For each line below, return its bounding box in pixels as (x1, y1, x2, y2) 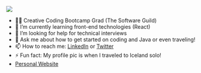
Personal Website (14, 60, 59, 67)
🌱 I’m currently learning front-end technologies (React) (14, 23, 151, 30)
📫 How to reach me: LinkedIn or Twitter (14, 42, 114, 50)
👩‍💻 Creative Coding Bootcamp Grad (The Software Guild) (14, 17, 157, 24)
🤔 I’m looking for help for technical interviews (14, 30, 127, 36)
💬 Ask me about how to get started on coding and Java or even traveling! (14, 36, 196, 43)
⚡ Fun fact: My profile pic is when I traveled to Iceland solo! (14, 51, 162, 59)
